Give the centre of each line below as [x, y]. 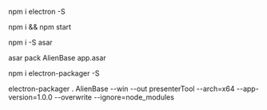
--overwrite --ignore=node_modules [114, 97]
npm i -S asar [31, 42]
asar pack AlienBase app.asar [57, 58]
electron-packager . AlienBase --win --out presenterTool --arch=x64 [122, 88]
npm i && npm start [40, 27]
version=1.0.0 [31, 97]
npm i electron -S [37, 12]
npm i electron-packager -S [54, 73]
